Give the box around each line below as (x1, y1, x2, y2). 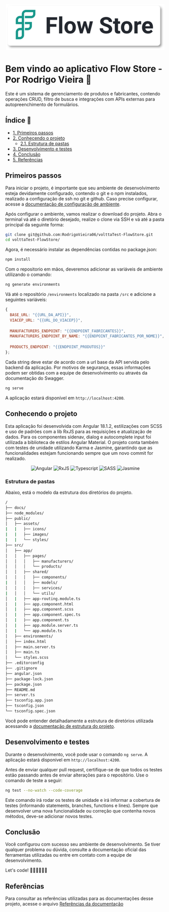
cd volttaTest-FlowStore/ (5, 238, 60, 243)
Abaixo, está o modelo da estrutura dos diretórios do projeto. (5, 489, 133, 495)
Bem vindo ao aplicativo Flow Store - (5, 63, 162, 75)
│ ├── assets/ (5, 521, 40, 526)
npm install (5, 257, 30, 262)
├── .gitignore (5, 666, 38, 671)
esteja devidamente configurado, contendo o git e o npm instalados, (5, 190, 148, 196)
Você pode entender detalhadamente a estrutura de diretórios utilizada (5, 718, 154, 724)
